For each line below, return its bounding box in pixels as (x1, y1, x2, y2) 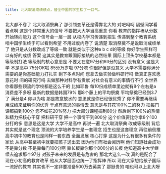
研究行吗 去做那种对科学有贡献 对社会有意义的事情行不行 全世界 (28, 77, 158, 83)
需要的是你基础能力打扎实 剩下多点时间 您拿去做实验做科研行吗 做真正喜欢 (5, 71, 157, 77)
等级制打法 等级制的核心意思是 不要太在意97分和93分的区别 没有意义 (5, 58, 145, 64)
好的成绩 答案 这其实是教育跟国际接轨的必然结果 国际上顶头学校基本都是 (13, 52, 161, 58)
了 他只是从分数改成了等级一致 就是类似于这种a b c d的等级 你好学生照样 (5, 46, 153, 52)
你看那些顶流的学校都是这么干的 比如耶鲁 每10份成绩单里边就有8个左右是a (5, 83, 156, 89)
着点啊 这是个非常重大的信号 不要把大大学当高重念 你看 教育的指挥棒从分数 (5, 28, 158, 34)
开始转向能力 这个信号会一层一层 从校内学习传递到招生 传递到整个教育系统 (5, 34, 157, 40)
